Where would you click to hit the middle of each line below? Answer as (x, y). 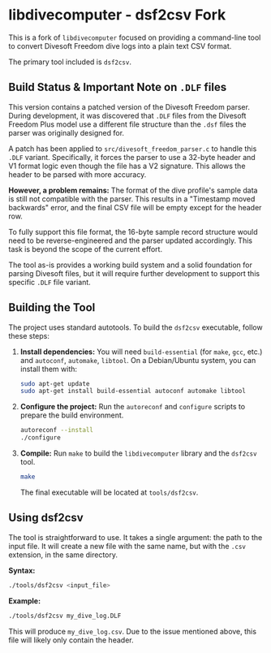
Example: (25, 601)
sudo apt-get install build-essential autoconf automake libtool (133, 391)
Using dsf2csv (46, 518)
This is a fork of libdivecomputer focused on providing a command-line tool (135, 37)
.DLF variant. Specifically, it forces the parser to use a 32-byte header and (132, 157)
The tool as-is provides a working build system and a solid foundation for (131, 265)
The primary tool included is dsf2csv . (70, 62)
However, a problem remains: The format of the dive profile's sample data (133, 190)
